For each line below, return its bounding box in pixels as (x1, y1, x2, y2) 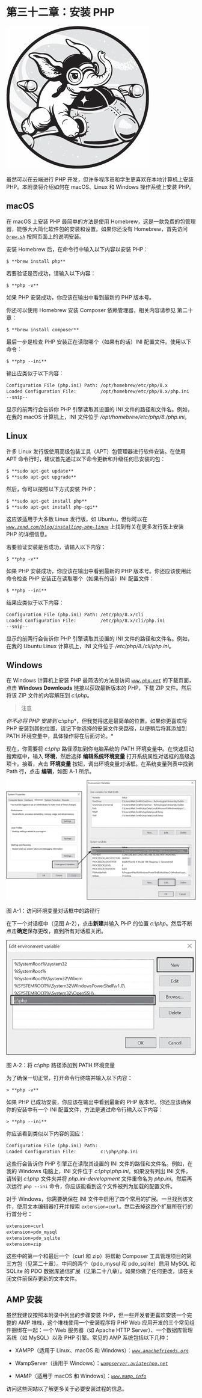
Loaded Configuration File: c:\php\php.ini (6, 1149, 138, 1155)
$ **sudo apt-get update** (6, 468, 74, 474)
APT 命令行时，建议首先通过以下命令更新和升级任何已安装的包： (6, 455, 166, 462)
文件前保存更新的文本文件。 (11, 1275, 80, 1283)
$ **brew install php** (6, 258, 66, 265)
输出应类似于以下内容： (6, 369, 64, 376)
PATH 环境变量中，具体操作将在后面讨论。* (6, 732, 114, 740)
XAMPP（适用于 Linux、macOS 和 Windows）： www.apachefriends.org (14, 1347, 189, 1354)
